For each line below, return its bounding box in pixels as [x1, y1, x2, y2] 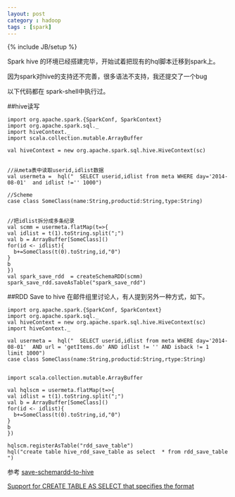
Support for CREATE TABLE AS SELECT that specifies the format [7, 482, 195, 491]
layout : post [7, 10, 46, 18]
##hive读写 [7, 102, 40, 111]
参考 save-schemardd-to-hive [7, 468, 94, 477]
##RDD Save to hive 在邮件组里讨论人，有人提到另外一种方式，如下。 [7, 293, 209, 301]
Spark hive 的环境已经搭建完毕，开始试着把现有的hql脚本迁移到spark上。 [7, 57, 220, 66]
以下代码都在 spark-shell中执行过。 [7, 87, 110, 96]
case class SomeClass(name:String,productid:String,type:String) [7, 198, 203, 205]
